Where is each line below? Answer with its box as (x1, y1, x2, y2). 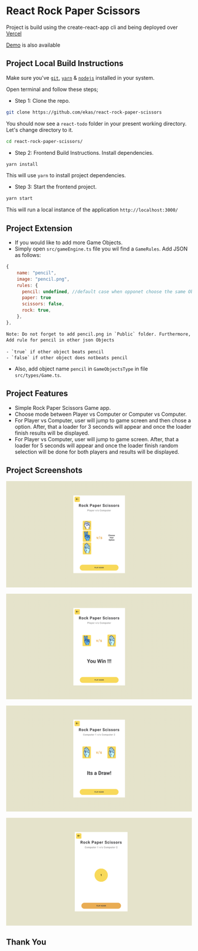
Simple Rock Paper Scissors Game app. (14, 404, 111, 411)
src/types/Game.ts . (14, 371, 62, 379)
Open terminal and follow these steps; (6, 86, 98, 93)
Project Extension (6, 223, 72, 233)
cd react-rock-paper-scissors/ (6, 138, 83, 144)
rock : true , (21, 307, 51, 314)
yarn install (6, 161, 38, 167)
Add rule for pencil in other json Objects (6, 337, 115, 343)
